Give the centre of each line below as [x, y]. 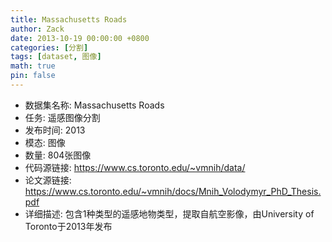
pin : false [33, 76]
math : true [33, 66]
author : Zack [37, 29]
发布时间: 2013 [55, 130]
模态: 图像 [45, 142]
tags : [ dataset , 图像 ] [56, 57]
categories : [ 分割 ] [49, 47]
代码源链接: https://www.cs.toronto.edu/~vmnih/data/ [135, 167]
